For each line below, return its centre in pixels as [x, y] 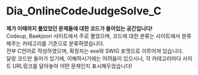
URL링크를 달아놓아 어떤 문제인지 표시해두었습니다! [72, 66]
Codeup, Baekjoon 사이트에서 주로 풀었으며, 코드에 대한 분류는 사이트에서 [93, 36]
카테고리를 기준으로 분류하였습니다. [63, 43]
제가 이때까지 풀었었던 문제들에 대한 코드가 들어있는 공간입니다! [79, 28]
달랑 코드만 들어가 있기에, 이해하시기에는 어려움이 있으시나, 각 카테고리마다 [94, 58]
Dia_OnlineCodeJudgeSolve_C [84, 11]
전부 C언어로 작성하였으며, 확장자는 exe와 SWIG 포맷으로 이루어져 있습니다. [95, 51]
